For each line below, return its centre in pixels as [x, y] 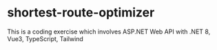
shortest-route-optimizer [81, 13]
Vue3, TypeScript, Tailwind [45, 38]
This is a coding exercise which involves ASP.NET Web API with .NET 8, [109, 32]
